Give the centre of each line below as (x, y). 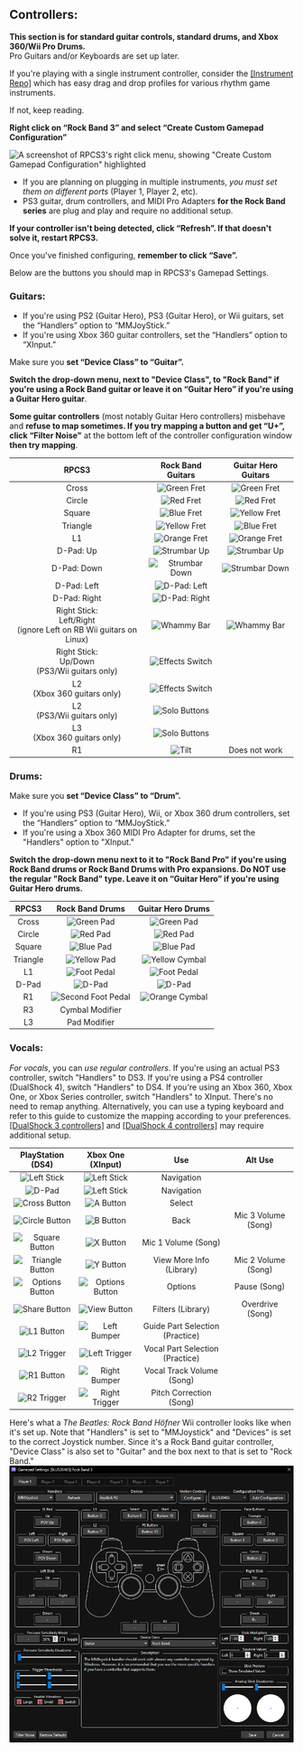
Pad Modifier (91, 1022)
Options (181, 1287)
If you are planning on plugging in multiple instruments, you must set (150, 182)
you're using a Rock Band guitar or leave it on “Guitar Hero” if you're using (151, 389)
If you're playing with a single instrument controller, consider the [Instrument (151, 73)
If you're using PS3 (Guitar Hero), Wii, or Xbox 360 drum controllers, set (156, 813)
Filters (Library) (181, 1308)
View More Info (181, 1260)
